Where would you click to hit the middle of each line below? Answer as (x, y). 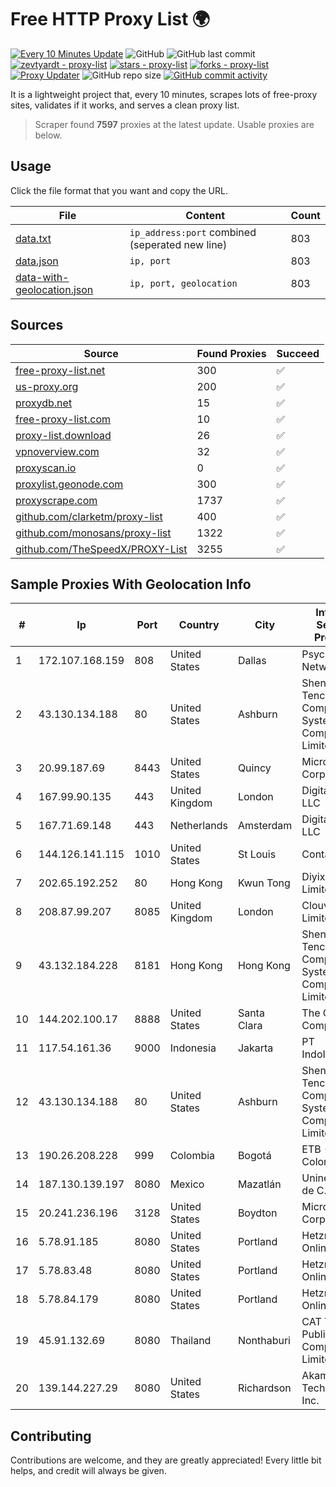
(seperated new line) (178, 244)
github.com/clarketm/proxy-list (89, 516)
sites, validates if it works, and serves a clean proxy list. (125, 105)
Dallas (252, 661)
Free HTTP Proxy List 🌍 (110, 19)
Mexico (187, 1184)
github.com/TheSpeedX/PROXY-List (101, 549)
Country (199, 625)
